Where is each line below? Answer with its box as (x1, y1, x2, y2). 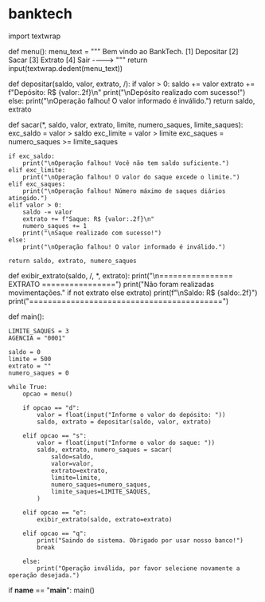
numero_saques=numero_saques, (50, 480, 151, 489)
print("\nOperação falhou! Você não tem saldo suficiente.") (22, 159, 229, 167)
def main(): (8, 312, 45, 321)
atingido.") (8, 194, 48, 202)
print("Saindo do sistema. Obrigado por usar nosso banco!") (37, 536, 244, 545)
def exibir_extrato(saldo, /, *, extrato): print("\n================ (8, 270, 233, 280)
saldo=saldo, (50, 452, 94, 461)
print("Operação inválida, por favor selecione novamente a (37, 564, 240, 572)
